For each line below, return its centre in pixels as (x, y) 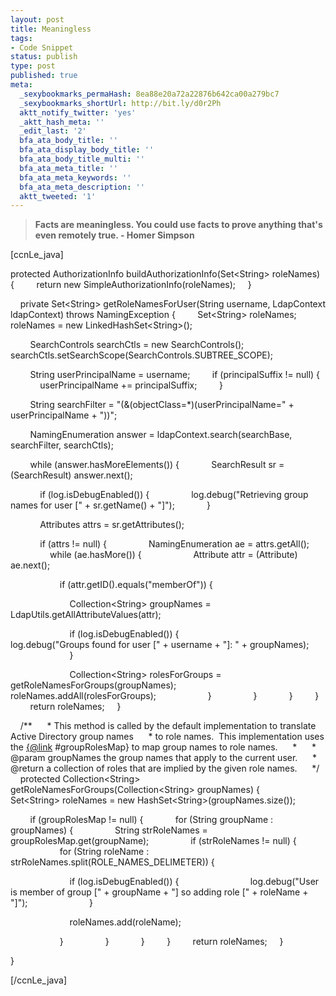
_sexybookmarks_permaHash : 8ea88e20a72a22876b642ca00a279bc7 (149, 94)
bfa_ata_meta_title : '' (68, 168)
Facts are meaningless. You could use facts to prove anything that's (178, 225)
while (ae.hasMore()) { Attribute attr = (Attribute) (173, 555)
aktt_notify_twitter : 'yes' (78, 112)
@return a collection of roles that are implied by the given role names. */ (165, 768)
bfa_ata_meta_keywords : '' (75, 177)
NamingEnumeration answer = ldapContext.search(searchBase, (161, 435)
